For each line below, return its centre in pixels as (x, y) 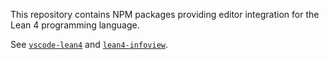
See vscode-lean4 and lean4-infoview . (89, 44)
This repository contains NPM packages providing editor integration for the (165, 14)
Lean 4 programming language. (75, 25)
